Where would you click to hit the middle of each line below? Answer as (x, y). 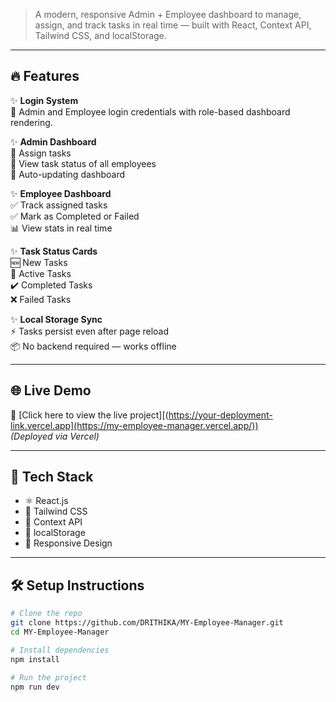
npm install (35, 659)
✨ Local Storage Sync (56, 319)
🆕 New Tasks (39, 262)
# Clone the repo (46, 614)
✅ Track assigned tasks (59, 205)
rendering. (31, 122)
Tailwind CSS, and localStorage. (100, 35)
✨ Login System (44, 100)
